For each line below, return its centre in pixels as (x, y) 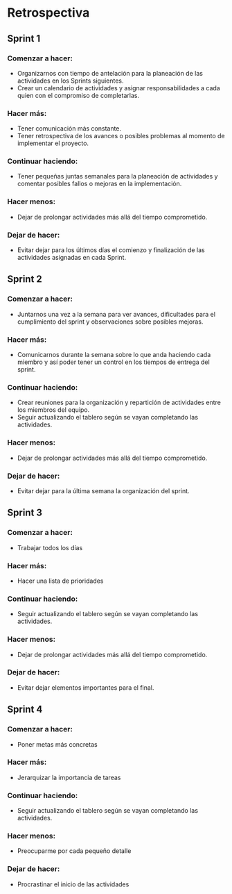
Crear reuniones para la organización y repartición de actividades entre (119, 403)
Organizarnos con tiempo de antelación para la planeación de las (110, 73)
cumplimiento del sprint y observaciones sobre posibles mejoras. (110, 322)
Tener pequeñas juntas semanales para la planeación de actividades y (117, 176)
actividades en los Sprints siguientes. (70, 81)
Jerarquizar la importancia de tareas (69, 777)
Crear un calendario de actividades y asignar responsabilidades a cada (118, 88)
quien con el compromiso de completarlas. (78, 95)
